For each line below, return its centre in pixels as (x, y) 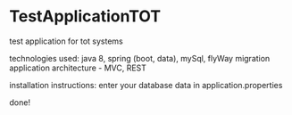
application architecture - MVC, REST (78, 68)
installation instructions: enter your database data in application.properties (146, 85)
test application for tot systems (66, 41)
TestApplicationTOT (85, 16)
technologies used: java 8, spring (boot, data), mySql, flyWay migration (140, 58)
